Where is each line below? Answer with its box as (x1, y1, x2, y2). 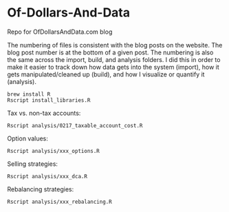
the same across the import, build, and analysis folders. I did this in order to (7, 55, 221, 63)
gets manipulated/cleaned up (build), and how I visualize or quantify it (7, 70, 205, 78)
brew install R (7, 91, 51, 98)
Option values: (7, 134, 48, 142)
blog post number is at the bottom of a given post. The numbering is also (7, 48, 214, 56)
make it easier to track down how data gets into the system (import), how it (7, 63, 220, 71)
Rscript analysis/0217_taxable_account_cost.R (7, 122, 143, 129)
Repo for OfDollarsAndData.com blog (7, 28, 113, 36)
